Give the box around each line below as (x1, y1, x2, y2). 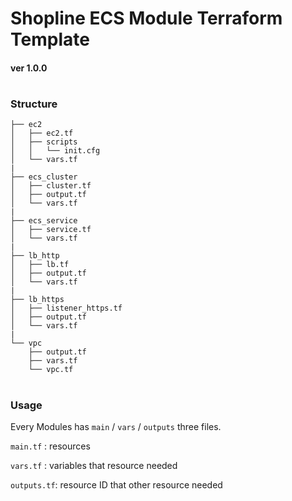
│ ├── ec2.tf (10, 128, 74, 139)
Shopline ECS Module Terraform (10, 7, 283, 30)
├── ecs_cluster (10, 172, 78, 182)
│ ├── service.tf (10, 225, 92, 235)
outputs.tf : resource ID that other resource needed (10, 478, 223, 491)
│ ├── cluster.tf (10, 181, 92, 191)
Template (10, 28, 90, 51)
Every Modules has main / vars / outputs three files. (10, 420, 222, 432)
